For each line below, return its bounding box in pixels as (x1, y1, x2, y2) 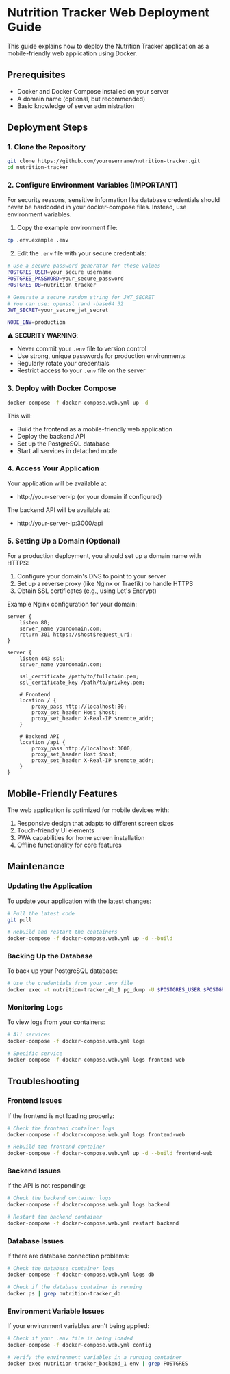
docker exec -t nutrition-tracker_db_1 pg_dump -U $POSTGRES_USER (7, 987, 201, 993)
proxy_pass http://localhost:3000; (31, 745, 133, 752)
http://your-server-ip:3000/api (16, 519, 103, 527)
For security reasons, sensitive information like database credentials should (7, 196, 220, 204)
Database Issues (7, 1236, 64, 1245)
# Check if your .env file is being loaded (7, 1335, 133, 1343)
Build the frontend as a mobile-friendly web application (16, 424, 172, 433)
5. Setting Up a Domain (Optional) (7, 536, 121, 546)
